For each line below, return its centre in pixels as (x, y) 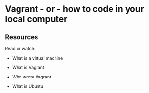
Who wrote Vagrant (32, 77)
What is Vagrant (28, 67)
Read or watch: (20, 49)
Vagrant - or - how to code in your (75, 9)
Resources (22, 37)
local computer (36, 19)
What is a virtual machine (37, 58)
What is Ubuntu (28, 86)
